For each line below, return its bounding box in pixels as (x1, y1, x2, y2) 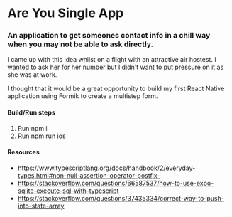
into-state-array (17, 201, 65, 210)
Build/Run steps (7, 108, 55, 117)
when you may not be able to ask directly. (7, 39, 154, 49)
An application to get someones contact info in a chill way (7, 31, 211, 41)
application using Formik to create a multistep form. (7, 92, 158, 100)
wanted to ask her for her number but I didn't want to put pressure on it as (7, 63, 224, 72)
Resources (7, 148, 40, 157)
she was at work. (7, 70, 57, 79)
